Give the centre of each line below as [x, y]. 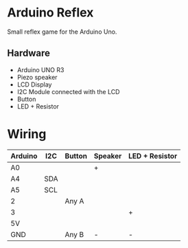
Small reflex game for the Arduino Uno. [62, 32]
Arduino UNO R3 [40, 69]
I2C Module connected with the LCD [68, 91]
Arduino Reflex [50, 13]
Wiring [27, 134]
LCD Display [34, 84]
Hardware [28, 53]
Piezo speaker [37, 77]
